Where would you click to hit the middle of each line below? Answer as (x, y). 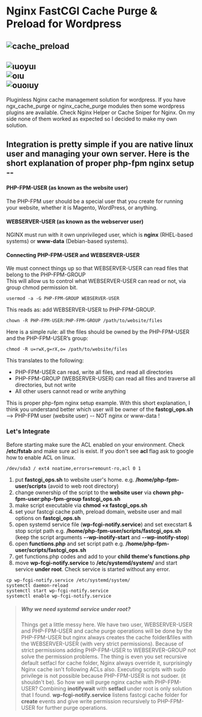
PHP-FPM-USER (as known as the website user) (67, 188)
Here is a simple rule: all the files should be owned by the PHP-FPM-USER (98, 332)
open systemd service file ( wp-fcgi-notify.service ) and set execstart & (103, 524)
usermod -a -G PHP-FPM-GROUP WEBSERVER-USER (63, 299)
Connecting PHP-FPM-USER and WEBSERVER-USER (73, 255)
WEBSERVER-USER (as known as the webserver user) (75, 222)
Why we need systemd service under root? (76, 609)
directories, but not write (45, 385)
